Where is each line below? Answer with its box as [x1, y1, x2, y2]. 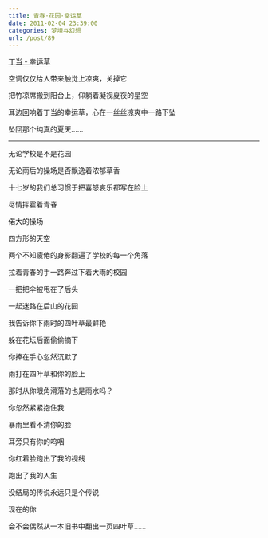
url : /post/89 [8, 33, 56, 42]
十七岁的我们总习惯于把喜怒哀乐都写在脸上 [8, 183, 148, 192]
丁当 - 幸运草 [8, 57, 51, 66]
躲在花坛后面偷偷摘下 [8, 336, 78, 345]
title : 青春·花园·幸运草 [8, 11, 82, 20]
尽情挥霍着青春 [8, 200, 57, 210]
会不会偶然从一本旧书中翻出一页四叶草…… [8, 521, 147, 531]
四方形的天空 [8, 234, 50, 243]
